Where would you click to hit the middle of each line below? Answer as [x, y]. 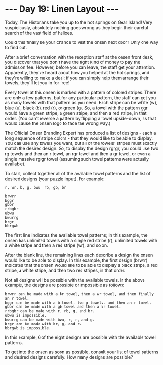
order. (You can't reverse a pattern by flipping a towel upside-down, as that [81, 118]
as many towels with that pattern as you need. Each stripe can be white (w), [81, 102]
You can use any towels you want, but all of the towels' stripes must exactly [81, 143]
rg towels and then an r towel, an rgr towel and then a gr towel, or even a [78, 153]
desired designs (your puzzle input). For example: [55, 179]
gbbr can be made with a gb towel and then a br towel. [63, 307]
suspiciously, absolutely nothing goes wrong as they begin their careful [77, 27]
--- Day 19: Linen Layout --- [62, 9]
